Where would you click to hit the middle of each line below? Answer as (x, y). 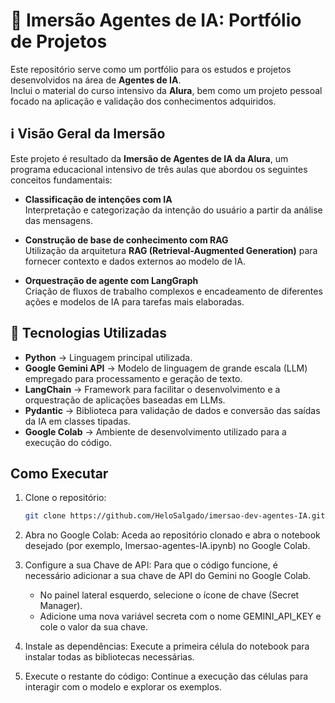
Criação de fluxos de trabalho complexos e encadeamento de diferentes (173, 291)
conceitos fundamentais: (61, 180)
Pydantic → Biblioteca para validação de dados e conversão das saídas (172, 410)
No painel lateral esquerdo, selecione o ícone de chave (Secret (169, 595)
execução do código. (68, 442)
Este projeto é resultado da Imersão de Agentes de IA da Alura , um (149, 158)
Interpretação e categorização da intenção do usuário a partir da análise (173, 210)
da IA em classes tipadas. (77, 421)
